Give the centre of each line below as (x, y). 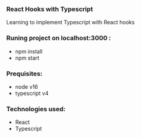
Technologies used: (36, 109)
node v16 (26, 86)
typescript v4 (32, 93)
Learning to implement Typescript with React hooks (70, 22)
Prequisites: (25, 74)
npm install (29, 51)
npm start (27, 58)
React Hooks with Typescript (50, 9)
